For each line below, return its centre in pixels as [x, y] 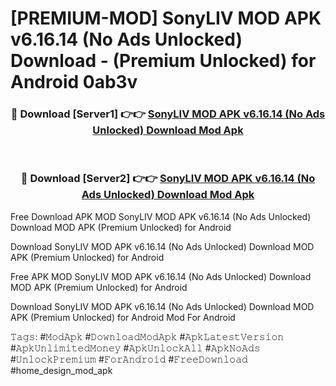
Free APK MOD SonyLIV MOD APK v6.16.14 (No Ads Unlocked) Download [161, 276]
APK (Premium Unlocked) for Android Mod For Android [123, 317]
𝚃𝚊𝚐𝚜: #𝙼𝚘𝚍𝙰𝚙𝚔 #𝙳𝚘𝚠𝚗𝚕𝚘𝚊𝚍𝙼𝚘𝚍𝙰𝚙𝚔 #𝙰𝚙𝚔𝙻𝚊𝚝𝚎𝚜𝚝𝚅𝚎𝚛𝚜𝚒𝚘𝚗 [147, 336]
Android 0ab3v [74, 82]
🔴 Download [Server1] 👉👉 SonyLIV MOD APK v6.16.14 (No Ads [168, 114]
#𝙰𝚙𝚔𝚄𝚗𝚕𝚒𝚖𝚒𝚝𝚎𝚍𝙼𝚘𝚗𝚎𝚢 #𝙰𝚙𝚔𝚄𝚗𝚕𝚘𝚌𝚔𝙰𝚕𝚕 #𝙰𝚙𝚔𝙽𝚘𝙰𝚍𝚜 [135, 348]
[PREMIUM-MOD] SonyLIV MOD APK [166, 18]
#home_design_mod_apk [61, 370]
